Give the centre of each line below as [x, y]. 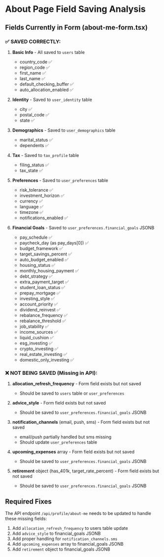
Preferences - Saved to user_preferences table [60, 180]
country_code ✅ [36, 62]
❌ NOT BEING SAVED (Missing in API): [51, 373]
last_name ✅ [33, 78]
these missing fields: [26, 518]
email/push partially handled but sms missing [66, 437]
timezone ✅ [31, 212]
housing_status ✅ [37, 265]
